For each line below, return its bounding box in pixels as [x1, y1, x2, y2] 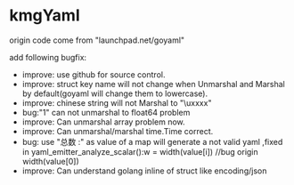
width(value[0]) [21, 156, 80, 166]
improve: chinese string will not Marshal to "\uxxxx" [21, 97, 212, 108]
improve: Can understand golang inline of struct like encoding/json [21, 165, 267, 176]
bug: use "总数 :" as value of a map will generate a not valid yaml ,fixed [21, 136, 283, 147]
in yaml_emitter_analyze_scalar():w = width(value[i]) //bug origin [21, 146, 258, 157]
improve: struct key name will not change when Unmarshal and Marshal [21, 78, 285, 89]
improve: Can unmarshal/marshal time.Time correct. [21, 125, 214, 136]
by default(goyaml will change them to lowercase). [21, 88, 208, 99]
